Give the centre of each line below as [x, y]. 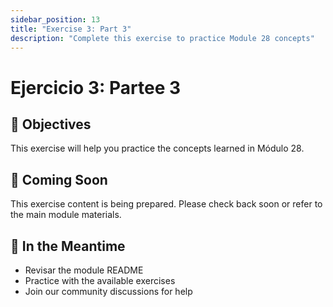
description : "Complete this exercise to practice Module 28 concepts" [162, 38]
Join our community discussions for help [108, 291]
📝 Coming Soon [59, 179]
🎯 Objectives [51, 124]
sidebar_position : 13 [55, 19]
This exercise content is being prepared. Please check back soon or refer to [166, 204]
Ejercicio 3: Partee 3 [96, 87]
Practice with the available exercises [100, 280]
